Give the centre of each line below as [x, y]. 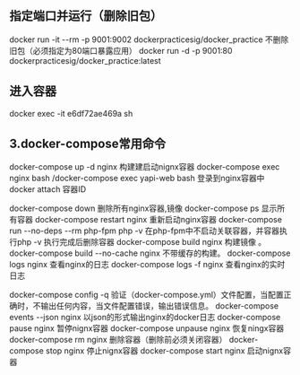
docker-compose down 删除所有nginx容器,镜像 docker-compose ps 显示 [143, 208]
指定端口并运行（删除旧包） [86, 16]
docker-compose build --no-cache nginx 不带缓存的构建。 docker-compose [150, 253]
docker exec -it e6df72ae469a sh [71, 113]
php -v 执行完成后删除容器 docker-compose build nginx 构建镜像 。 [141, 242]
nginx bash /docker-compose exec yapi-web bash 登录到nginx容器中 [137, 179]
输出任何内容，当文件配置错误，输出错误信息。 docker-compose [159, 306]
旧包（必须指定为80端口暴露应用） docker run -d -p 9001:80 [121, 50]
